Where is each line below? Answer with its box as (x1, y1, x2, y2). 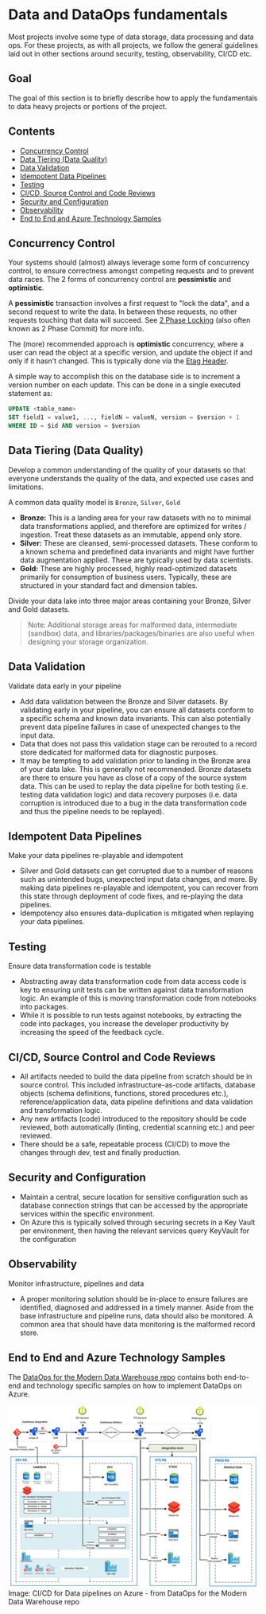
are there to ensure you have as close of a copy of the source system (19, 773, 248, 782)
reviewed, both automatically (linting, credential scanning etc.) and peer (19, 1122, 256, 1132)
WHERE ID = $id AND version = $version (8, 422, 141, 430)
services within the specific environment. (19, 1209, 155, 1218)
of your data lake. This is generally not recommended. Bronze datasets (19, 764, 252, 774)
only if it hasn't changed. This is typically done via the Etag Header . (8, 356, 229, 366)
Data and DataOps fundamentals (8, 6, 228, 24)
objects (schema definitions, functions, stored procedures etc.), (19, 1089, 229, 1099)
